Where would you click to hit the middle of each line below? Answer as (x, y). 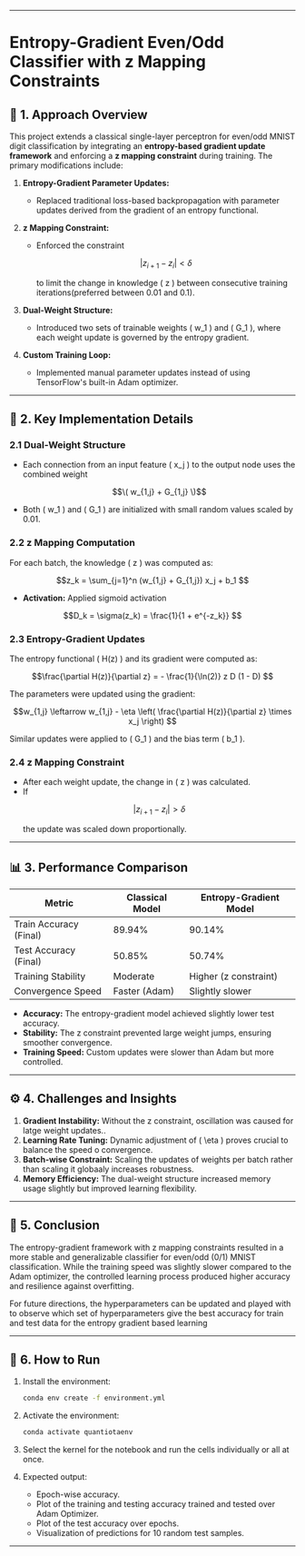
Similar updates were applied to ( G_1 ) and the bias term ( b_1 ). (127, 739)
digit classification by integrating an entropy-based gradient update (138, 146)
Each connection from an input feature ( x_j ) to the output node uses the (159, 465)
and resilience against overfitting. (72, 1285)
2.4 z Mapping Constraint (67, 762)
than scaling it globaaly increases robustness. (108, 1169)
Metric (59, 903)
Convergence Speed (58, 991)
